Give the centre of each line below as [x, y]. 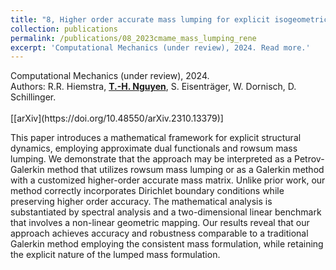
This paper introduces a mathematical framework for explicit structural [156, 138]
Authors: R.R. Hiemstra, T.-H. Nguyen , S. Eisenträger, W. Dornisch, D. [153, 87]
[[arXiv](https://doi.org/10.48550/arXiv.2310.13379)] [117, 118]
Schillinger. [33, 97]
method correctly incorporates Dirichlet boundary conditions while [147, 191]
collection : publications [64, 29]
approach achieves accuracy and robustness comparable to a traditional [159, 233]
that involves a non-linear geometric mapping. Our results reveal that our [160, 223]
